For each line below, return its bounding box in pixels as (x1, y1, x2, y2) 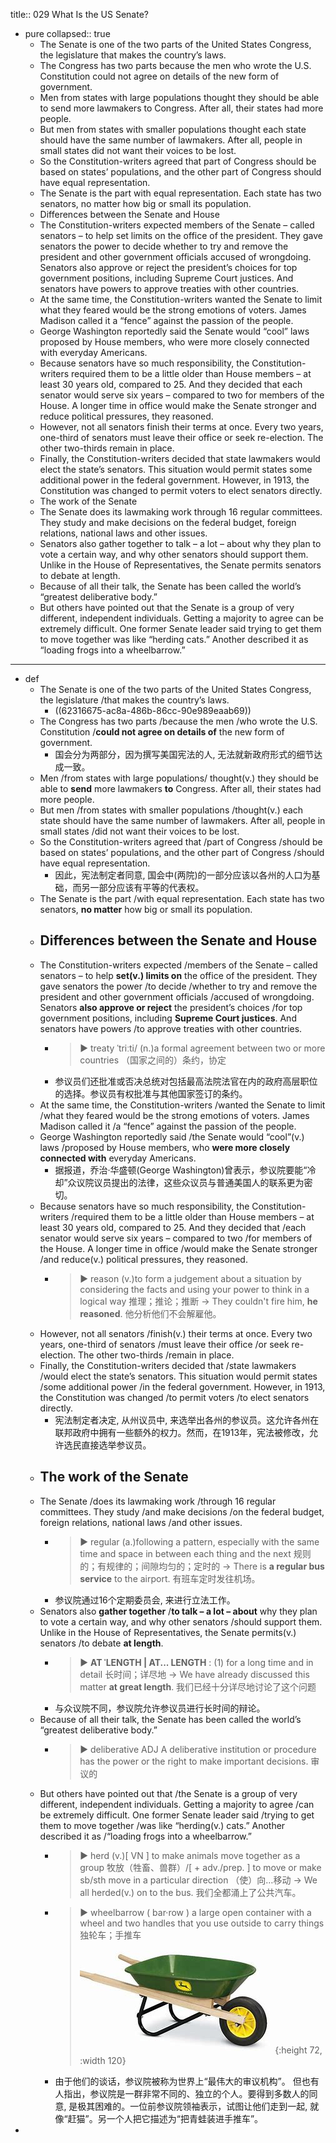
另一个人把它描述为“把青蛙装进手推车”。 (97, 2112, 264, 2124)
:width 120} (79, 2054, 127, 2066)
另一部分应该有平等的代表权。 (81, 882, 205, 893)
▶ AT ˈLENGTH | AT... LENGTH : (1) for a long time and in (79, 1656, 314, 1668)
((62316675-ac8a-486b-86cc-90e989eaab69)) (54, 705, 252, 716)
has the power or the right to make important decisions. (79, 1755, 309, 1767)
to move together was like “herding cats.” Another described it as (39, 634, 309, 645)
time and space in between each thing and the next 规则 (79, 1547, 312, 1559)
